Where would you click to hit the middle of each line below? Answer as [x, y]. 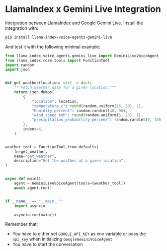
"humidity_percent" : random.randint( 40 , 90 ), [80, 111]
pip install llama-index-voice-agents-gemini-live [59, 37]
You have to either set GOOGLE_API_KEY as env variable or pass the [79, 234]
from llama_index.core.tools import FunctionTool [58, 61]
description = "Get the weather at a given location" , [70, 161]
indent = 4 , [33, 129]
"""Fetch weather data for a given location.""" [65, 88]
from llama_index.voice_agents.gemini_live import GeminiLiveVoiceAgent [82, 56]
